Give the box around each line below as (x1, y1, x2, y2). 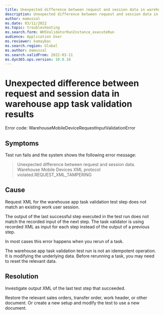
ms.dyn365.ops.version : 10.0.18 (5, 57, 71, 62)
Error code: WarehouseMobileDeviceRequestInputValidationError (5, 125, 136, 131)
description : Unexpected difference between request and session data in (5, 12, 159, 17)
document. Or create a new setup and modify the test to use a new (5, 300, 140, 306)
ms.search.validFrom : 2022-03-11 (5, 52, 73, 57)
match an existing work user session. (5, 204, 80, 210)
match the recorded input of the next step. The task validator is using (5, 219, 144, 224)
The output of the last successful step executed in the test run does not (5, 213, 149, 219)
